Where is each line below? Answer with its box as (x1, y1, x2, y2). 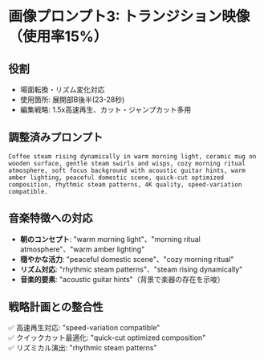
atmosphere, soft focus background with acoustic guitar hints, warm (8, 166, 246, 174)
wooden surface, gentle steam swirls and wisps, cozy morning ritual (8, 159, 246, 167)
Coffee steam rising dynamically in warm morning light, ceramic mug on (8, 152, 257, 161)
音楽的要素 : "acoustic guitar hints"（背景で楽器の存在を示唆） (19, 274, 225, 284)
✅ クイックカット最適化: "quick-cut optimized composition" (8, 333, 206, 342)
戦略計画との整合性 (8, 301, 104, 314)
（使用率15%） (8, 27, 108, 46)
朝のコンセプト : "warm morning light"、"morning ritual (19, 234, 201, 243)
